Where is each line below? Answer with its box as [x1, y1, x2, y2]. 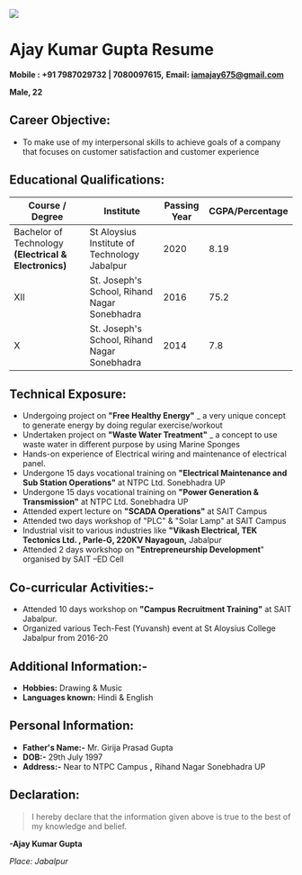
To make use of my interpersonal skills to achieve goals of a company [22, 136, 281, 148]
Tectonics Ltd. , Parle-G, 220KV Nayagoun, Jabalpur [22, 535, 222, 546]
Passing [164, 199, 200, 212]
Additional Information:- [9, 658, 148, 674]
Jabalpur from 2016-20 [22, 633, 109, 644]
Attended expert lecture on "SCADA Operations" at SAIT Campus [22, 506, 268, 517]
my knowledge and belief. [31, 820, 128, 832]
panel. [22, 458, 47, 469]
